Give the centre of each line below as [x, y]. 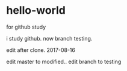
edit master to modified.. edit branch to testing [64, 61]
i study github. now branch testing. [49, 38]
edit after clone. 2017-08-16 [41, 50]
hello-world [36, 10]
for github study [26, 27]
